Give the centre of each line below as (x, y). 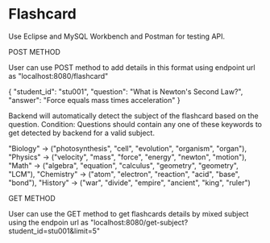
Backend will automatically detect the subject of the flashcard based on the (134, 115)
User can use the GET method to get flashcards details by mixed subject (129, 213)
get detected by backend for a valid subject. (82, 133)
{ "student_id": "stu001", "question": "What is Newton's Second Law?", (126, 91)
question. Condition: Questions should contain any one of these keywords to (135, 124)
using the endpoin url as (48, 222)
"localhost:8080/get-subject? (139, 222)
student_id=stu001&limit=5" (54, 231)
